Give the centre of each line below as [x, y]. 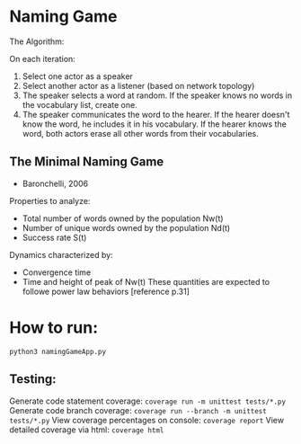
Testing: [33, 379]
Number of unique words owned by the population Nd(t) [126, 227]
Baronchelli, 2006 [55, 183]
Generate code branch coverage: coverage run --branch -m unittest [138, 410]
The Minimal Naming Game [87, 162]
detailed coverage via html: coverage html [87, 430]
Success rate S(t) [54, 237]
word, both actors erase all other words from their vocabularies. [140, 133]
